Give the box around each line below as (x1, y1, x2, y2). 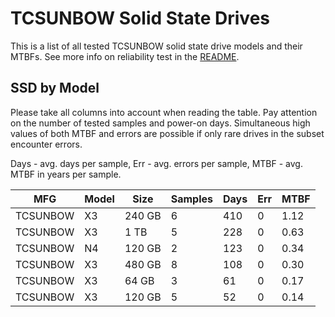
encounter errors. (10, 138, 83, 150)
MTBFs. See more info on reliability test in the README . (10, 50, 240, 62)
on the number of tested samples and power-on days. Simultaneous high (10, 117, 311, 129)
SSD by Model (10, 80, 100, 97)
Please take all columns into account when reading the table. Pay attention (10, 106, 318, 118)
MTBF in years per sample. (10, 168, 122, 180)
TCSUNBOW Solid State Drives (10, 7, 270, 30)
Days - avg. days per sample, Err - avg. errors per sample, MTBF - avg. (10, 157, 303, 169)
